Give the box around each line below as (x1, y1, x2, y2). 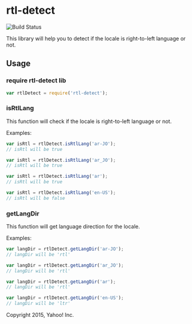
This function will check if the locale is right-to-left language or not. (6, 118, 172, 125)
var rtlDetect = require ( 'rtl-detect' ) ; (6, 90, 109, 96)
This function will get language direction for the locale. (6, 223, 140, 230)
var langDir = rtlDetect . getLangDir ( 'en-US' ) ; (6, 295, 124, 301)
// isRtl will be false (6, 195, 66, 201)
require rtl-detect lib (6, 76, 67, 85)
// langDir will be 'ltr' (6, 301, 70, 307)
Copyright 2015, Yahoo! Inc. (6, 311, 75, 319)
